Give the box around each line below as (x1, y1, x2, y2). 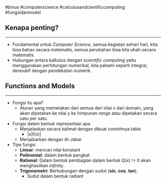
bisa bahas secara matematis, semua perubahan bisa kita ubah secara (12, 46, 156, 52)
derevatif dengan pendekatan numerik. (12, 68, 92, 73)
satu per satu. (19, 115, 48, 121)
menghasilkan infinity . (19, 162, 65, 168)
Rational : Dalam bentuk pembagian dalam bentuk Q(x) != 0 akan (19, 157, 151, 163)
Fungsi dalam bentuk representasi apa (12, 120, 90, 126)
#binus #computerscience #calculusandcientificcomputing (5, 4, 125, 10)
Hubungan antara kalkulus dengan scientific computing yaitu (12, 57, 136, 63)
